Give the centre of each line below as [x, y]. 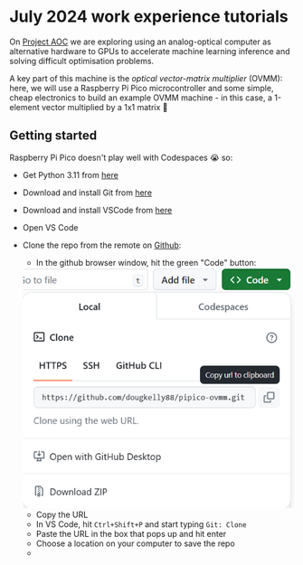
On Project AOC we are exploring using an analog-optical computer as [140, 42]
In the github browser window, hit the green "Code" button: [146, 262]
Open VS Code [50, 227]
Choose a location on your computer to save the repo [135, 543]
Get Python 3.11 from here [71, 174]
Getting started [53, 136]
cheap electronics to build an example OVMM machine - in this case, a [141, 98]
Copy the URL [62, 515]
